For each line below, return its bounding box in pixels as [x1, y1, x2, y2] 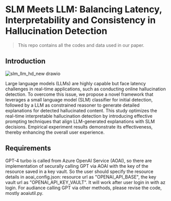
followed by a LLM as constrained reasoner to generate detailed [5, 102, 140, 108]
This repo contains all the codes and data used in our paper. [17, 42, 144, 48]
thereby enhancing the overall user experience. [5, 129, 105, 135]
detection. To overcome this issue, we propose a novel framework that [5, 91, 154, 97]
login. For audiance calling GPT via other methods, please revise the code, [5, 185, 162, 191]
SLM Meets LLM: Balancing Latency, [5, 4, 162, 15]
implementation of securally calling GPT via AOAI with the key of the [5, 163, 149, 169]
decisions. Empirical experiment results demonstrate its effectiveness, [5, 123, 153, 130]
